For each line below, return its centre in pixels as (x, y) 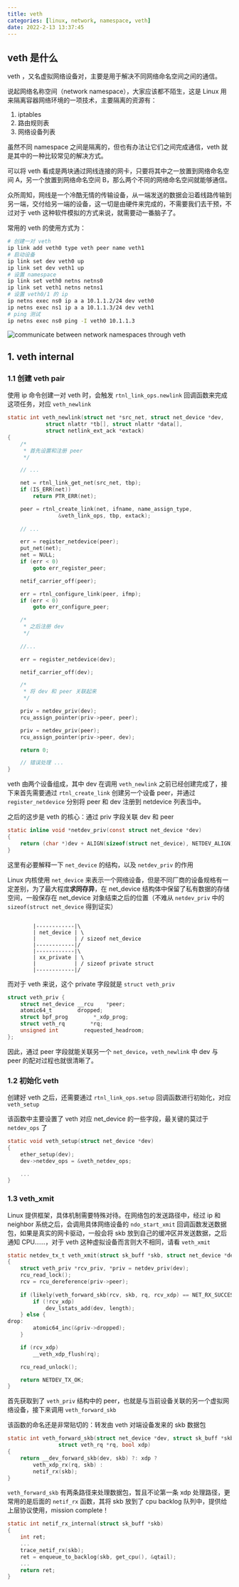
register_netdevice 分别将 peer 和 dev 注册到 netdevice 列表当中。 (106, 802)
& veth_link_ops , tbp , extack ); (105, 516)
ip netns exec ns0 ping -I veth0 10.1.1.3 (71, 321)
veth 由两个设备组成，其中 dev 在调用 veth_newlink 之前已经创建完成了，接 (117, 784)
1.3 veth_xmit (31, 1198)
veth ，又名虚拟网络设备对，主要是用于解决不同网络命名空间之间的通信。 (115, 76)
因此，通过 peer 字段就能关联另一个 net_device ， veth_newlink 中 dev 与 (113, 1051)
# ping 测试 (24, 314)
